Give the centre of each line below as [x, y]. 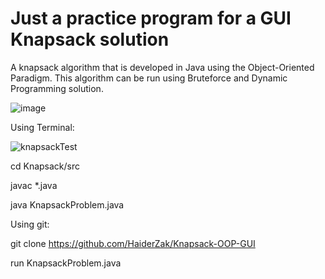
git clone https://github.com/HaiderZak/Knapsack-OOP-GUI [133, 243]
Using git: [30, 224]
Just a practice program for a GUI [151, 18]
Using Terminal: [42, 127]
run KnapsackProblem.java [66, 263]
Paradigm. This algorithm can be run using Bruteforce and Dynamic [149, 78]
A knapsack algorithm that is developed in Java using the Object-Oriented [162, 67]
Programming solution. [57, 88]
